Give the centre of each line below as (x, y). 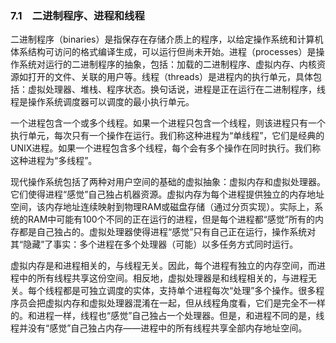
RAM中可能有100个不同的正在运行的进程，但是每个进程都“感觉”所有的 (171, 219)
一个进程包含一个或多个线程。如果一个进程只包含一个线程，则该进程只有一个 (168, 123)
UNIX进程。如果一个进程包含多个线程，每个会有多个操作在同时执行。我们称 (166, 148)
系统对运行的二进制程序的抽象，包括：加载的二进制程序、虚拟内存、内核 (167, 64)
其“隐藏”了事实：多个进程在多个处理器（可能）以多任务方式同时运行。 (154, 244)
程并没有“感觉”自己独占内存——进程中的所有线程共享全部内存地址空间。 (159, 328)
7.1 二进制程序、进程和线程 (77, 15)
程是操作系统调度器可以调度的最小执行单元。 (102, 102)
